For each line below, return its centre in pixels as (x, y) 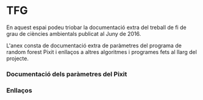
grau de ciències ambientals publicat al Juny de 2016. (74, 33)
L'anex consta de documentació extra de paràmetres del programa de (94, 45)
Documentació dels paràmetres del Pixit (67, 74)
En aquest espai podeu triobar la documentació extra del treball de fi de (97, 27)
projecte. (18, 58)
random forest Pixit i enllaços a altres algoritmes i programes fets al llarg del (101, 52)
